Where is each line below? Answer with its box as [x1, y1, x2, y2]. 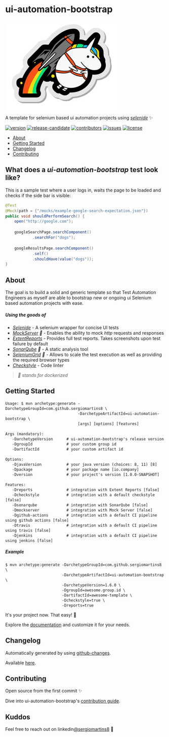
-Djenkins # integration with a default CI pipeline [12, 533, 157, 538]
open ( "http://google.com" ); [14, 219, 73, 224]
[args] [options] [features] [77, 421, 139, 426]
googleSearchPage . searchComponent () [14, 230, 92, 235]
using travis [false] [5, 528, 51, 533]
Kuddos [5, 713, 30, 721]
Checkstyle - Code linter [12, 362, 64, 369]
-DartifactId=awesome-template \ [61, 593, 133, 598]
